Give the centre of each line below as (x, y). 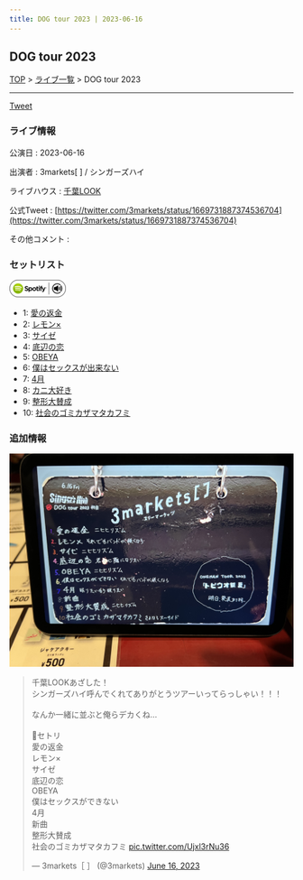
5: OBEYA (40, 357)
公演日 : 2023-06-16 (47, 153)
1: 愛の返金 (42, 313)
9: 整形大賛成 (47, 402)
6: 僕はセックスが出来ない (71, 368)
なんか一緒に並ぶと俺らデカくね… (94, 715)
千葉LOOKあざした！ (70, 682)
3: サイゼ (39, 336)
